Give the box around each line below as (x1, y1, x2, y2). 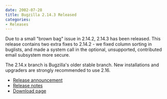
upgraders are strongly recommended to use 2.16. (5, 67, 111, 73)
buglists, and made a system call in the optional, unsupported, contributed (5, 46, 162, 53)
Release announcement (12, 77, 63, 83)
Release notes (12, 83, 43, 89)
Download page (12, 88, 47, 94)
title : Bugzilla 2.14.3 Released (5, 12, 77, 17)
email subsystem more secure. (5, 52, 70, 58)
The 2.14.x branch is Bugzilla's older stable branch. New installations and (5, 62, 159, 68)
